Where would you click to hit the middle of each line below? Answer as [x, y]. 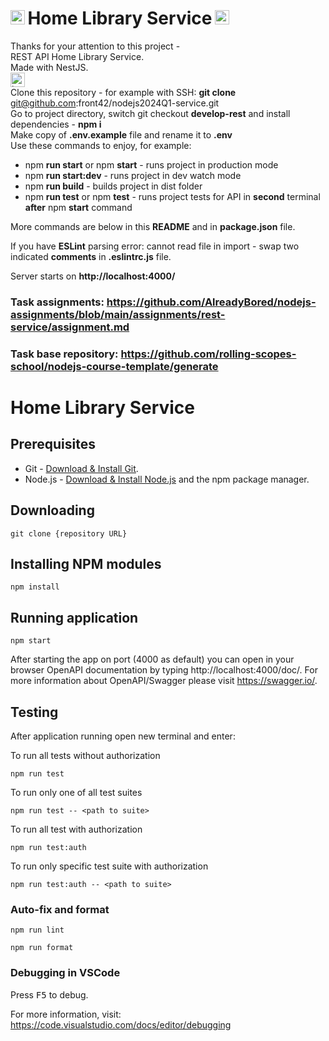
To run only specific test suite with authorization [109, 866]
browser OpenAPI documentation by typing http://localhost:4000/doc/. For [164, 670]
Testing [34, 712]
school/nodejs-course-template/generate [114, 366]
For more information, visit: [66, 1014]
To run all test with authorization [76, 829]
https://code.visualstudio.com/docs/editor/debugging [121, 1024]
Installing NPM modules [86, 563]
